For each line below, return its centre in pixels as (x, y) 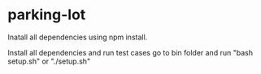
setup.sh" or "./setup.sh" (49, 61)
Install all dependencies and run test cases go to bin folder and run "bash (130, 52)
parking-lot (47, 15)
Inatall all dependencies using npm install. (78, 37)
